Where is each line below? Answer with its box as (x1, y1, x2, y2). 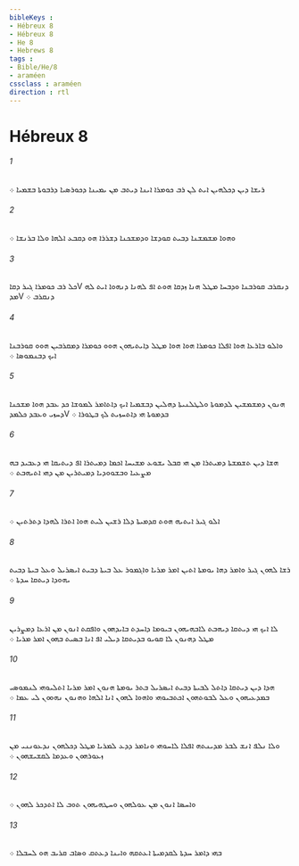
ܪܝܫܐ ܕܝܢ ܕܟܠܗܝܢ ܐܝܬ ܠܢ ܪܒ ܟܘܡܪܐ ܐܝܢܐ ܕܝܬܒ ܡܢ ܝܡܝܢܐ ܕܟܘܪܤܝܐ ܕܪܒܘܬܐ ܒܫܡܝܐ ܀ (9, 184, 265, 194)
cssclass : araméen (9, 79, 82, 88)
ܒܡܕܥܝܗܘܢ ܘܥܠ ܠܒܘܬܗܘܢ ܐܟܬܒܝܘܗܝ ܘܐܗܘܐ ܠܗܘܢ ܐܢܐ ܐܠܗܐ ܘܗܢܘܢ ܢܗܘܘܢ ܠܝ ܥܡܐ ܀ (9, 691, 270, 702)
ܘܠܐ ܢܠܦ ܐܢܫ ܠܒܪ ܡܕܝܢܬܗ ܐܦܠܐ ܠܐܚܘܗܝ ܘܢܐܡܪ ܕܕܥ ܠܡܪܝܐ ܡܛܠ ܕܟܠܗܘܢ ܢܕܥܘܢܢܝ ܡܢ (9, 739, 280, 750)
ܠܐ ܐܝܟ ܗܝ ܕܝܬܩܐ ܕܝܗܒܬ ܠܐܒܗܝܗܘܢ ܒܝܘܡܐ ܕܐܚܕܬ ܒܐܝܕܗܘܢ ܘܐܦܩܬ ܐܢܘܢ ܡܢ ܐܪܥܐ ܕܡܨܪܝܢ (9, 623, 278, 633)
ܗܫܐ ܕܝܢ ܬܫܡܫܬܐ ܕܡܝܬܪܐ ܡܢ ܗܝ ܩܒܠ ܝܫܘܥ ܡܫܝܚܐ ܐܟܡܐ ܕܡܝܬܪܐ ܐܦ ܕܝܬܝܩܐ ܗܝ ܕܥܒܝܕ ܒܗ (9, 457, 279, 467)
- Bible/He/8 (9, 63, 58, 72)
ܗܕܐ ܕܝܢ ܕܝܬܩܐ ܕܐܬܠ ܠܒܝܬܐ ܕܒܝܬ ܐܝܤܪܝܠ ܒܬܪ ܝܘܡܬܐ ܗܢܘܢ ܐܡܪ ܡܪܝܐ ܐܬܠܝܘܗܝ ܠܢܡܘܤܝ (9, 681, 275, 692)
